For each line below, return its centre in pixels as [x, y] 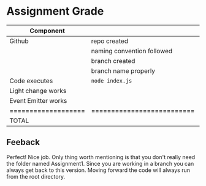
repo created [110, 41]
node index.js [112, 80]
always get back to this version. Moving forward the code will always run [98, 170]
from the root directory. [36, 176]
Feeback [23, 142]
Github [19, 41]
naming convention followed [132, 51]
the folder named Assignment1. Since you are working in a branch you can [100, 163]
